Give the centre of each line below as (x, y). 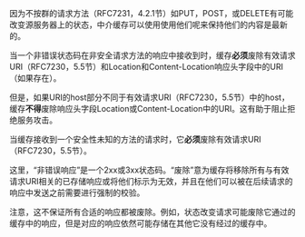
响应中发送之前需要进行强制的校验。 (77, 193)
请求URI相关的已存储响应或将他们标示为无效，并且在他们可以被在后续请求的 (151, 181)
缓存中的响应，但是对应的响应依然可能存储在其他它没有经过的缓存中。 (141, 223)
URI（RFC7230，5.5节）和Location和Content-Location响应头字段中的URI (147, 67)
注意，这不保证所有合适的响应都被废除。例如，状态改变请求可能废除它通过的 (152, 212)
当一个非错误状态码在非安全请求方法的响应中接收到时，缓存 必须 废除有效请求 (152, 55)
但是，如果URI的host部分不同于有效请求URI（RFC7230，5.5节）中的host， (150, 97)
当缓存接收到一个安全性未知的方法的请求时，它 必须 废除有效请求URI (135, 139)
